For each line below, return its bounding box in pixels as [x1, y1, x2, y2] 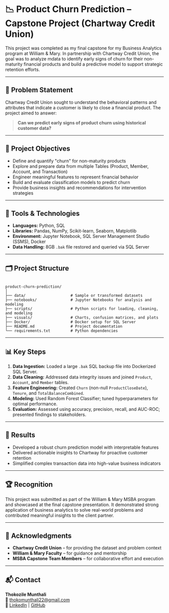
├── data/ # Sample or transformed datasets [5, 293, 143, 298]
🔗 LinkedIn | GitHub [5, 602, 46, 608]
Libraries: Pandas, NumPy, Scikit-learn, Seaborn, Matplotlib [12, 228, 137, 234]
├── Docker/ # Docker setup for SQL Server [5, 320, 136, 325]
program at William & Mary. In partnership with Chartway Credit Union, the [5, 50, 159, 56]
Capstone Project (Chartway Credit [5, 18, 155, 29]
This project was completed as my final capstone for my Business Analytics [5, 45, 162, 51]
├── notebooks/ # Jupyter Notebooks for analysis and [5, 297, 152, 302]
